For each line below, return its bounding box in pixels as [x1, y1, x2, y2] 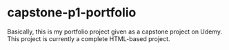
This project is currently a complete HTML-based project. [7, 34, 170, 42]
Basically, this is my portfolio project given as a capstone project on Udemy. [7, 27, 223, 36]
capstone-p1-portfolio [7, 5, 137, 21]
